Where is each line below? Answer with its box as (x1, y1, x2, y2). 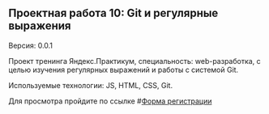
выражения (8, 19, 71, 33)
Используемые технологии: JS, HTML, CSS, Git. (8, 80, 173, 90)
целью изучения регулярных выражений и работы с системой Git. (8, 65, 239, 74)
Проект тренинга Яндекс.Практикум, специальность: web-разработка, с (8, 56, 261, 65)
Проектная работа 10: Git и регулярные (8, 6, 219, 20)
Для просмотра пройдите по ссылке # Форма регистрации (8, 96, 212, 106)
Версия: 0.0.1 (8, 40, 53, 50)
